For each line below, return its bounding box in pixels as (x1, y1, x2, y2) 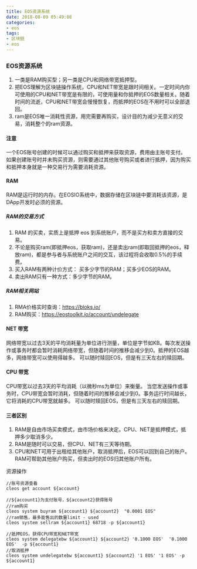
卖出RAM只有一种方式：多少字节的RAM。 (14, 273, 116, 280)
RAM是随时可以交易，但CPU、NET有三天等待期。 (14, 441, 135, 448)
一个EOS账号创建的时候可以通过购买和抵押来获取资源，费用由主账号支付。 (6, 149, 186, 156)
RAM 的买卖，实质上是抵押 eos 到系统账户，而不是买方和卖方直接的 (14, 229, 178, 236)
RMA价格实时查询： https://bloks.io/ (14, 303, 101, 310)
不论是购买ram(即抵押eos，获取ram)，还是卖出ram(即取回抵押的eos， (14, 243, 185, 250)
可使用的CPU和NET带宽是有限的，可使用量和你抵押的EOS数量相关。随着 (14, 91, 191, 98)
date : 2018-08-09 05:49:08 (6, 14, 72, 20)
